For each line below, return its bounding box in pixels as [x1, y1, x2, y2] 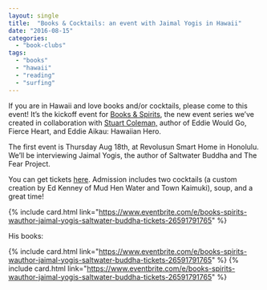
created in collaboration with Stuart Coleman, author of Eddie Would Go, [8, 118, 247, 127]
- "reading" [15, 71, 56, 79]
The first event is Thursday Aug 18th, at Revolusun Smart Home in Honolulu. [8, 142, 259, 151]
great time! [8, 191, 44, 201]
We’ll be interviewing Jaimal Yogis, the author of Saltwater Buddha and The [8, 150, 257, 160]
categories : [8, 34, 48, 42]
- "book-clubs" [15, 42, 67, 50]
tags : [8, 49, 26, 57]
